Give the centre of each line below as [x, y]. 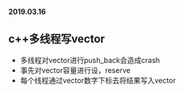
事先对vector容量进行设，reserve [75, 70]
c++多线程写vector [56, 39]
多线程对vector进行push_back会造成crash [90, 60]
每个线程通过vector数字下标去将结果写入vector [98, 80]
